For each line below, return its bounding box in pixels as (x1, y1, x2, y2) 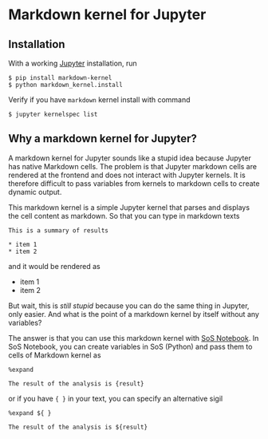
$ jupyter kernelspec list (8, 110, 98, 118)
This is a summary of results (8, 226, 109, 235)
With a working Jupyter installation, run (8, 58, 137, 68)
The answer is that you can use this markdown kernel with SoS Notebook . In (8, 333, 259, 342)
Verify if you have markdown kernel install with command (8, 95, 191, 105)
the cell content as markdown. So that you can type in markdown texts (8, 211, 240, 220)
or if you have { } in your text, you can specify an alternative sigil (8, 394, 223, 403)
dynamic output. (8, 187, 62, 196)
